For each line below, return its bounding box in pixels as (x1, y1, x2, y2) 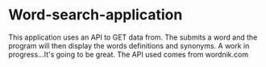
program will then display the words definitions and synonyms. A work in (8, 40, 250, 50)
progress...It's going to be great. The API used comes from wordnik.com (8, 49, 248, 59)
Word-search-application (8, 6, 183, 24)
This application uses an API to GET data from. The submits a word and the (8, 32, 258, 42)
